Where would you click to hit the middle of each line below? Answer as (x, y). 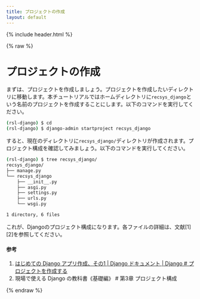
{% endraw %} (24, 291)
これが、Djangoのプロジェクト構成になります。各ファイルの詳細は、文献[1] (99, 227)
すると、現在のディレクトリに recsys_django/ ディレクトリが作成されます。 (98, 141)
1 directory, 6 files (33, 215)
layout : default (26, 17)
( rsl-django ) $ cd (29, 123)
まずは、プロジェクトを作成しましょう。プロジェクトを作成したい (87, 90)
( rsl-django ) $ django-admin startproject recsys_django (79, 129)
